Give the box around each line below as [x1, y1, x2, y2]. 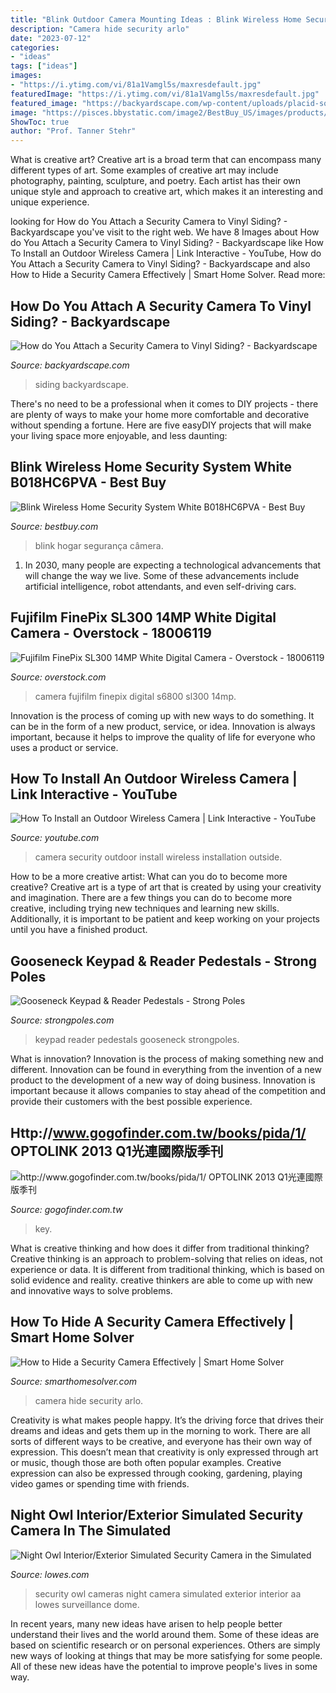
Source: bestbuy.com [10, 520, 99, 532]
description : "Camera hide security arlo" [10, 24, 190, 34]
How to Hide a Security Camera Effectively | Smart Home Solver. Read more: [10, 269, 326, 281]
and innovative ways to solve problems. [10, 1285, 173, 1296]
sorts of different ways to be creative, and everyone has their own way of [10, 1435, 313, 1447]
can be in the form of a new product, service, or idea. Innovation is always [10, 720, 316, 732]
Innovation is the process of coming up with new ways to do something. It [10, 709, 315, 721]
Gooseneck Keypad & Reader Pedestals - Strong [10, 952, 317, 970]
